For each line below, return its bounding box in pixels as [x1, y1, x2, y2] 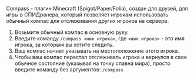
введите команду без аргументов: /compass [14, 66, 123, 73]
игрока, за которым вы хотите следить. [14, 41, 114, 48]
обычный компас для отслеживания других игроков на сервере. [6, 18, 169, 24]
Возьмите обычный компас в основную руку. [14, 29, 129, 36]
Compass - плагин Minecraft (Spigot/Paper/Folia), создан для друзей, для [6, 5, 188, 12]
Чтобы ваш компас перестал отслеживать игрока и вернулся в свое [14, 54, 187, 60]
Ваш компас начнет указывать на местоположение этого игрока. [14, 47, 179, 54]
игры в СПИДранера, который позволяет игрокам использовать [6, 11, 169, 18]
